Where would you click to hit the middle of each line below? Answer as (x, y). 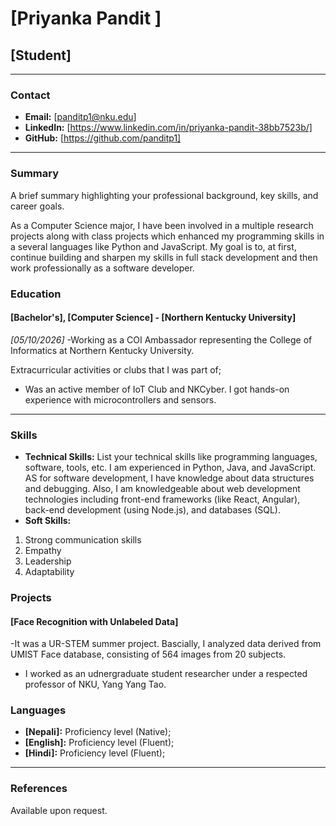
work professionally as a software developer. (102, 268)
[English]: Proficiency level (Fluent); (99, 743)
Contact (30, 95)
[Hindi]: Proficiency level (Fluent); (95, 753)
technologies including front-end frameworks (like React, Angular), (162, 499)
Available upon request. (59, 810)
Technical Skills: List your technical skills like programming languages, (171, 457)
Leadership (48, 561)
